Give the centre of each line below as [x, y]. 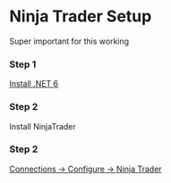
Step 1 [23, 64]
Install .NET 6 [34, 84]
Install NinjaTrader [43, 126]
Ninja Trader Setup [81, 17]
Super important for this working [69, 41]
